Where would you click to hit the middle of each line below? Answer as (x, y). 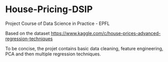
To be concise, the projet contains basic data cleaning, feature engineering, (84, 48)
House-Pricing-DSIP (49, 9)
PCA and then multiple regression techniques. (53, 54)
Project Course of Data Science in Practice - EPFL (58, 23)
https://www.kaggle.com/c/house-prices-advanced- (106, 33)
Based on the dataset (27, 33)
